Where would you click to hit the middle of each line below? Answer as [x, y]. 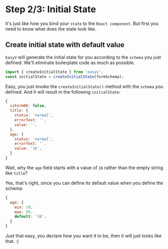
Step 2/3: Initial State [51, 9]
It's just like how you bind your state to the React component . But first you [82, 23]
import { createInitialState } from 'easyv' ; [54, 72]
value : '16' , [28, 149]
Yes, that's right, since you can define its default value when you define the [84, 183]
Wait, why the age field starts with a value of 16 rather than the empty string [84, 168]
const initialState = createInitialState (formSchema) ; [65, 77]
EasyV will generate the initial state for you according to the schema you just [83, 57]
